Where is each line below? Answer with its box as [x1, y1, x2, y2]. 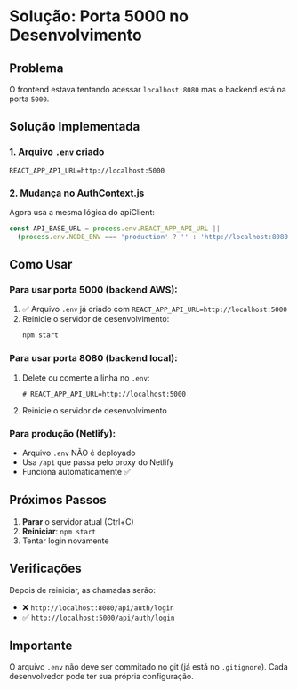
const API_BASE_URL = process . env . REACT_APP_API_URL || [9, 224, 221, 233]
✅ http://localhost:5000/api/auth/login [21, 612, 175, 622]
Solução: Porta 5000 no [9, 6, 189, 27]
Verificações [9, 561, 82, 576]
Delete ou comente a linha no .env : [21, 372, 150, 383]
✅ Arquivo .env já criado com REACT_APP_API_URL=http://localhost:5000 [21, 304, 287, 315]
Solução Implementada [9, 119, 140, 134]
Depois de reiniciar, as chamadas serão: [9, 584, 156, 595]
